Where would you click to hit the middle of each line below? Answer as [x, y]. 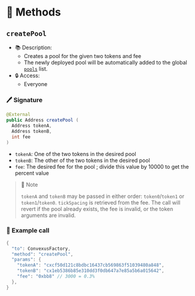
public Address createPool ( [42, 120]
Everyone [36, 84]
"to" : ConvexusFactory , [41, 248]
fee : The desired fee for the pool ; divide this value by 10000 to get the [102, 166]
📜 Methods [34, 12]
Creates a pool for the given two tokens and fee [83, 56]
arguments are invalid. [48, 215]
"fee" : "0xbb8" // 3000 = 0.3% [56, 277]
